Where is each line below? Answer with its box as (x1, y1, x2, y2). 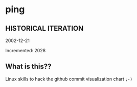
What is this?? (5, 62, 52, 71)
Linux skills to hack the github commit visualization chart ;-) (5, 76, 133, 82)
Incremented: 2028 (5, 48, 46, 53)
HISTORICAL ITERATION (5, 24, 84, 33)
